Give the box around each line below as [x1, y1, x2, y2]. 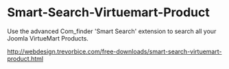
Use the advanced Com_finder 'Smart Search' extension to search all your [7, 27, 217, 35]
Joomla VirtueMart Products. [7, 34, 89, 42]
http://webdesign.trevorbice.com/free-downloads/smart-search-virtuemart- [7, 47, 222, 55]
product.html [7, 54, 43, 62]
